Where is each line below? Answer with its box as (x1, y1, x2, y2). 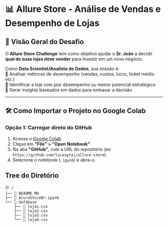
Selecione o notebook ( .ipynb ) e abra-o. (12, 156, 96, 162)
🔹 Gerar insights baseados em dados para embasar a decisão (5, 87, 132, 92)
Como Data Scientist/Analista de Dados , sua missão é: (5, 65, 119, 71)
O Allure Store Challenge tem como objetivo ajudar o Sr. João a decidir (5, 50, 153, 56)
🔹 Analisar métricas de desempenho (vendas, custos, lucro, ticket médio (5, 71, 154, 77)
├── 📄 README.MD (5, 190, 39, 196)
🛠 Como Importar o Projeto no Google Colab (5, 106, 146, 115)
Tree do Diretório (5, 171, 59, 180)
